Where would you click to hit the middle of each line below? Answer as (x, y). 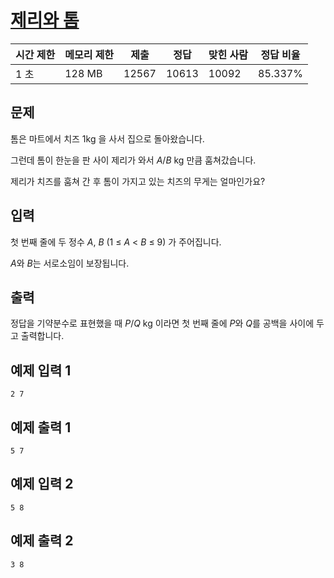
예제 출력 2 (42, 541)
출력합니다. (42, 336)
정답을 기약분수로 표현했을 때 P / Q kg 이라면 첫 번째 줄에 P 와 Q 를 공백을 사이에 (162, 323)
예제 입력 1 (41, 370)
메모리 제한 (89, 54)
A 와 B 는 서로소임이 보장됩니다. (70, 263)
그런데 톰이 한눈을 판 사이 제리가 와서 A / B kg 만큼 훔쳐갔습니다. (133, 160)
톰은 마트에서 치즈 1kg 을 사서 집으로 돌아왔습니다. (107, 138)
